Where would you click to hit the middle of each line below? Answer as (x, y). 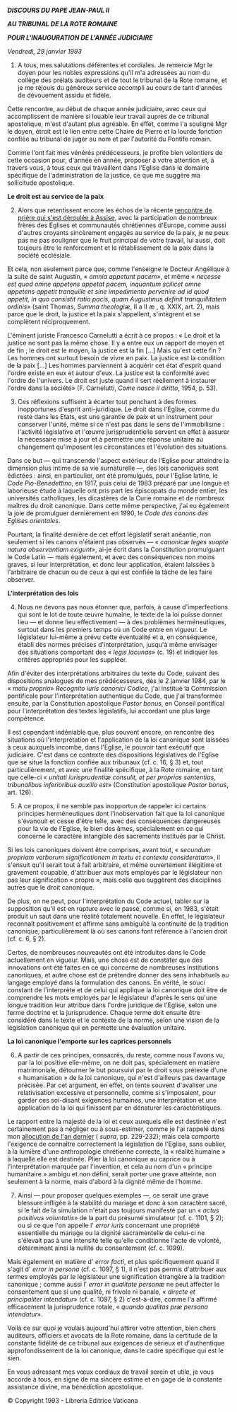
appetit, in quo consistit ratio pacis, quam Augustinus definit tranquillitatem (117, 299)
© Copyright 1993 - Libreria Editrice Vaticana (73, 1400)
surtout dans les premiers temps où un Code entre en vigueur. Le (112, 630)
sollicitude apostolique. (41, 183)
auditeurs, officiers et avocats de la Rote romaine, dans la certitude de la (113, 1336)
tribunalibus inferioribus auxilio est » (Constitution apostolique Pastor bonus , (118, 785)
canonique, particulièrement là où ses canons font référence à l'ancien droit (117, 931)
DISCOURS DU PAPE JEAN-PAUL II (59, 10)
